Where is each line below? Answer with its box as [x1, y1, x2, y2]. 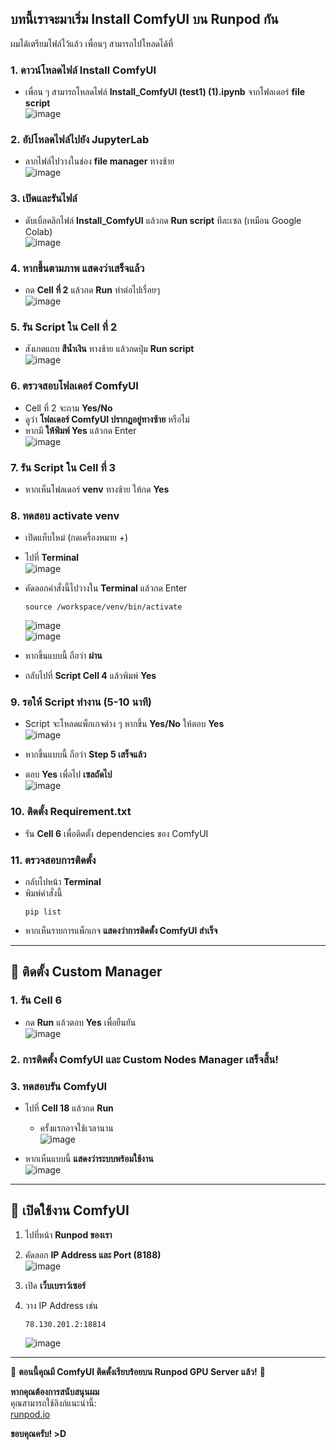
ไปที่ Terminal [24, 552, 80, 564]
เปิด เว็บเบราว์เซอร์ [24, 1279, 87, 1291]
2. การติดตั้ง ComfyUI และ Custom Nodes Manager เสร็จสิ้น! [10, 1052, 279, 1066]
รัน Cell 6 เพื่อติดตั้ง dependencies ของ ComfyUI [24, 827, 209, 839]
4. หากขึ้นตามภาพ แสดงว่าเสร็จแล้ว [10, 261, 145, 275]
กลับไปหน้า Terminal [24, 876, 102, 888]
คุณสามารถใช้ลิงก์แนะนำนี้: [10, 1397, 97, 1409]
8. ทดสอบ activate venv [10, 508, 120, 522]
